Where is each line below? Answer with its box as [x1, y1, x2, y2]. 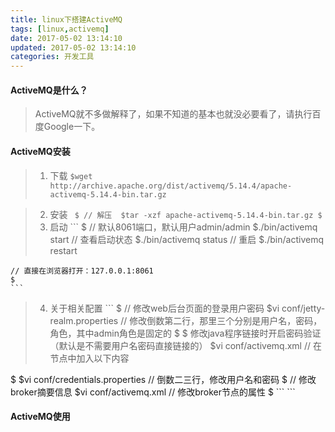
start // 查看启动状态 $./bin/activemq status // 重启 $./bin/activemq [49, 233, 324, 245]
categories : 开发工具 [10, 52, 95, 62]
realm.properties [49, 314, 119, 326]
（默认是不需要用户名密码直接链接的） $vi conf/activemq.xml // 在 [49, 339, 322, 351]
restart [49, 244, 78, 256]
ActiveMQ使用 [10, 411, 71, 423]
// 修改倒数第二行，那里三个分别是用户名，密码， [120, 314, 323, 326]
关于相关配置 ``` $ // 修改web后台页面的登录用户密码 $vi [49, 302, 280, 314]
